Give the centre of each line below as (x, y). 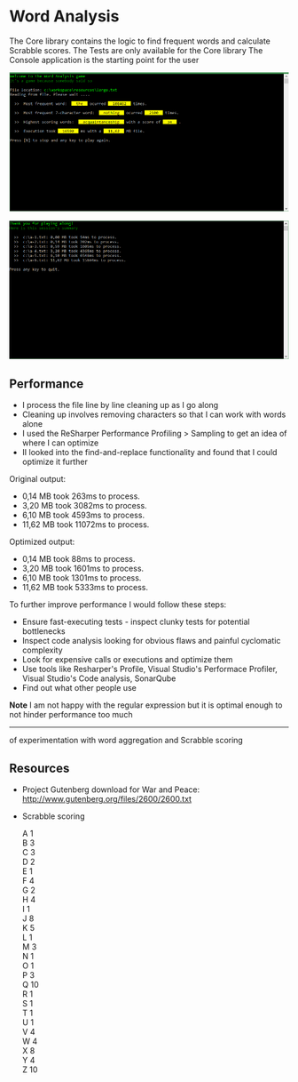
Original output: (38, 479)
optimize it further (55, 462)
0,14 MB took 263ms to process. (81, 496)
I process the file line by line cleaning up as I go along (120, 405)
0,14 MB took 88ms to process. (78, 559)
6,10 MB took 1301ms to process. (82, 578)
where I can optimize (60, 443)
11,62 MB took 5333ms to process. (85, 588)
